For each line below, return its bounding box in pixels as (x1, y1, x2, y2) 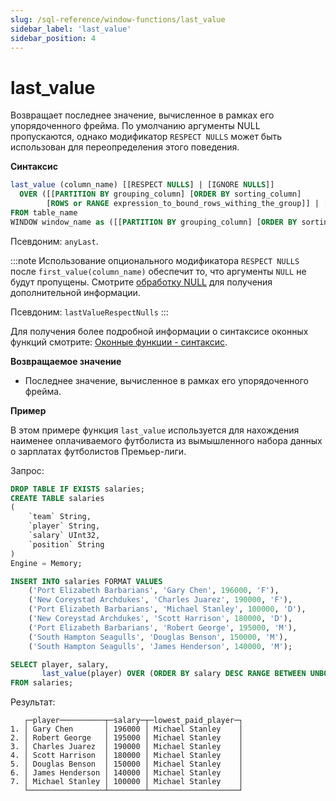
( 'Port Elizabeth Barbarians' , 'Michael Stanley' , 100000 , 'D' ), (28, 604, 307, 615)
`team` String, (28, 512, 92, 522)
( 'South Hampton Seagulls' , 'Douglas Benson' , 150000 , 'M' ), (28, 632, 288, 642)
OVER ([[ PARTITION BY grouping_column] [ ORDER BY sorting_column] (19, 189, 302, 200)
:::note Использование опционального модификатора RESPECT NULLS (10, 254, 300, 266)
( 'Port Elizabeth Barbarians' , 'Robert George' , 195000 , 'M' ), (28, 622, 298, 633)
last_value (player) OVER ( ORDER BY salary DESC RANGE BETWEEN (41, 669, 307, 679)
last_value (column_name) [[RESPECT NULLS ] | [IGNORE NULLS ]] (10, 180, 275, 190)
